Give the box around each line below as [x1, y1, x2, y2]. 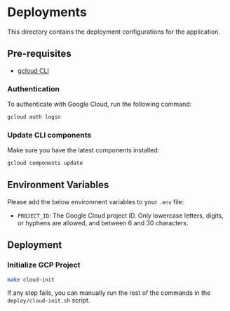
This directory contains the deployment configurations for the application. [7, 27, 221, 36]
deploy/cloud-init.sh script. [7, 296, 90, 305]
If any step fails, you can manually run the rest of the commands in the [7, 289, 211, 297]
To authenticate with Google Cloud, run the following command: [7, 100, 192, 109]
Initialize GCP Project [7, 260, 81, 270]
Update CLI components [7, 130, 92, 140]
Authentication [7, 84, 60, 93]
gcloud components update [7, 159, 83, 167]
